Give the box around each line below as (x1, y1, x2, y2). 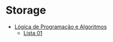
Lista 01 (23, 29, 43, 36)
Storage (5, 4, 46, 17)
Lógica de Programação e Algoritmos (14, 23, 107, 30)
